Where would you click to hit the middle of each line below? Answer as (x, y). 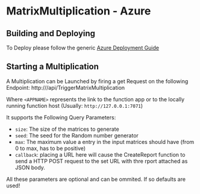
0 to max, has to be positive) (50, 148)
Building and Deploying (51, 33)
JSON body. (30, 167)
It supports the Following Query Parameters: (61, 117)
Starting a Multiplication (53, 67)
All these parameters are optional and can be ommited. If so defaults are (96, 179)
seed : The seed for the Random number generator (77, 135)
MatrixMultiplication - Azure (79, 11)
